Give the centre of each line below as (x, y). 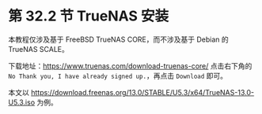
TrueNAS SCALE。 (39, 49)
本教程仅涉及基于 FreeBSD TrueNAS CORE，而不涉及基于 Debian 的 (119, 39)
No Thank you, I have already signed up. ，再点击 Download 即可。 (118, 75)
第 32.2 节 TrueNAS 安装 (88, 16)
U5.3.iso (22, 102)
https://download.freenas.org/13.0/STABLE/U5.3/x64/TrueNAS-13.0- (142, 92)
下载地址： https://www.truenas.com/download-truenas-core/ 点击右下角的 (130, 66)
